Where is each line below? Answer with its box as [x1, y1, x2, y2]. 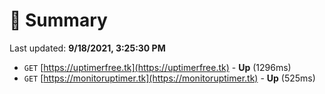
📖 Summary [9, 9, 108, 32]
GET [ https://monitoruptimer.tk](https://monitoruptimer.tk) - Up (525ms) [23, 72, 316, 84]
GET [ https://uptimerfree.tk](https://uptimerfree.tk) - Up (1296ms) [23, 61, 292, 73]
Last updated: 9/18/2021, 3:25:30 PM [9, 42, 166, 54]
